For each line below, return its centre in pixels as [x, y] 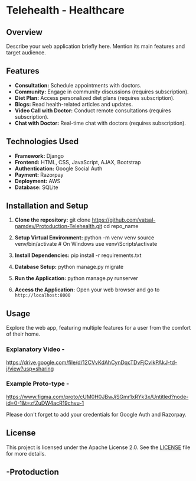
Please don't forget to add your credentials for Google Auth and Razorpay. [97, 414]
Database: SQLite [36, 187]
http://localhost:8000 [43, 295]
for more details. [26, 453]
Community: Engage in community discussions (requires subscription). [102, 92]
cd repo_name [121, 226]
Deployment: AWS [37, 181]
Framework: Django [39, 156]
